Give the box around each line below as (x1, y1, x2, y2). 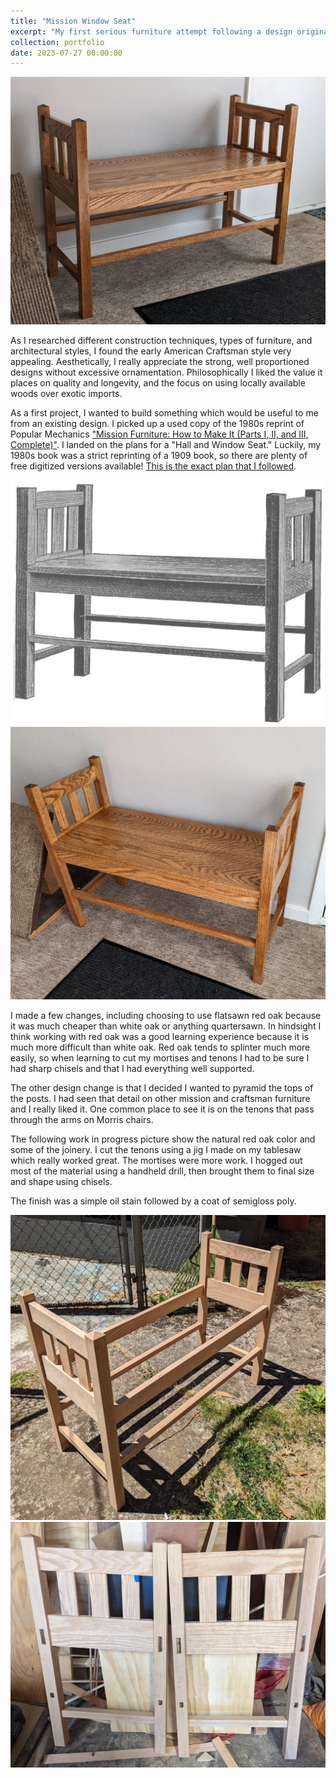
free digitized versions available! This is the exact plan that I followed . (10, 460, 297, 472)
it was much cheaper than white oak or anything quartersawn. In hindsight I (10, 1020, 322, 1032)
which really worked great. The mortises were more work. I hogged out (10, 1154, 303, 1166)
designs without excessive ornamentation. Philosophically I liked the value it (10, 366, 323, 378)
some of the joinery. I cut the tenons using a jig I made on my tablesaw (10, 1143, 302, 1155)
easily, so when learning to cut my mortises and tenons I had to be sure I (10, 1051, 310, 1064)
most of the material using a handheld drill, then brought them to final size (10, 1165, 315, 1177)
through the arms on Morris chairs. (10, 1113, 154, 1125)
